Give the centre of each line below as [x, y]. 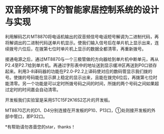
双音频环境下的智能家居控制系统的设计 [82, 10]
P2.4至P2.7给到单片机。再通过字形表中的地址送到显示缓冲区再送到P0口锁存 [81, 65]
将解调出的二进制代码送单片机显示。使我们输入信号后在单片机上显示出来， [80, 42]
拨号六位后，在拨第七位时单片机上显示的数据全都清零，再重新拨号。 [78, 49]
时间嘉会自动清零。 [41, 89]
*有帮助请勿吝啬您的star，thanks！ [40, 127]
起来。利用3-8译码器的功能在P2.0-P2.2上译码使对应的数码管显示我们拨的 [79, 71]
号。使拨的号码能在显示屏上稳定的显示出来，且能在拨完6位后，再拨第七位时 [81, 77]
